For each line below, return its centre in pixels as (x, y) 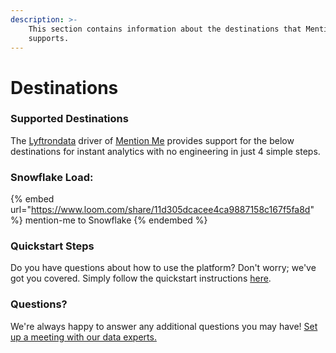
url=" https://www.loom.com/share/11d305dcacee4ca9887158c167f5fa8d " (162, 210)
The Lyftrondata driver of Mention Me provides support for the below (152, 140)
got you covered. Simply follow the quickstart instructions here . (141, 278)
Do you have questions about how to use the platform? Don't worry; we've (163, 268)
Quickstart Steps (52, 246)
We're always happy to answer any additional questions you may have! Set (164, 326)
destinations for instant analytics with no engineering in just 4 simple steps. (165, 151)
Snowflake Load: (52, 177)
